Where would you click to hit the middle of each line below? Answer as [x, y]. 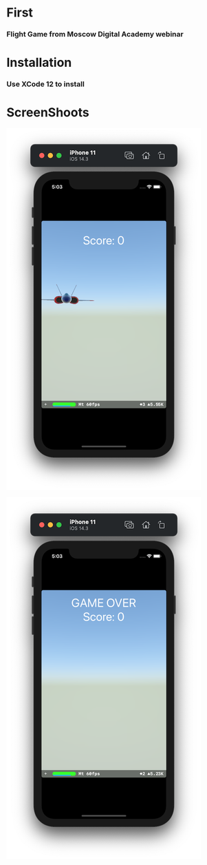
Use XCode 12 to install [46, 84]
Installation [39, 63]
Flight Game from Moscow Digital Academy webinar [95, 34]
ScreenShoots [48, 113]
